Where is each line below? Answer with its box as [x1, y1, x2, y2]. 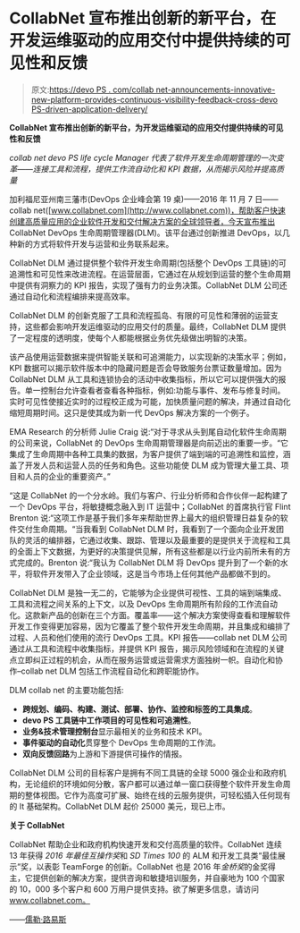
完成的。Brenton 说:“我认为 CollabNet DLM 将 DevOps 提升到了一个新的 [16, 556, 281, 568]
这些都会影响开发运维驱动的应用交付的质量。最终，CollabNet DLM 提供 [24, 321, 287, 332]
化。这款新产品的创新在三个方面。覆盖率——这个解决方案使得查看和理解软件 [9, 609, 291, 620]
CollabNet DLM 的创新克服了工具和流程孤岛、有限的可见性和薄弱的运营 [9, 310, 271, 320]
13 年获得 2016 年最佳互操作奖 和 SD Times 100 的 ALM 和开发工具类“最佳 [9, 850, 279, 861]
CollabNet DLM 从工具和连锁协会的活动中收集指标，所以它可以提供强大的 [9, 373, 279, 385]
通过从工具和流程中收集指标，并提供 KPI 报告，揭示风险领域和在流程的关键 [9, 643, 284, 654]
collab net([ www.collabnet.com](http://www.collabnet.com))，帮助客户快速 [9, 205, 286, 216]
